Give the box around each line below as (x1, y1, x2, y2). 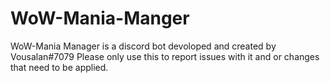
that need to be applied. (10, 61, 109, 73)
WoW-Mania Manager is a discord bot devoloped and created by (10, 40, 277, 52)
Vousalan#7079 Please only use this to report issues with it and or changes (10, 50, 320, 62)
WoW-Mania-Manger (10, 7, 190, 30)
